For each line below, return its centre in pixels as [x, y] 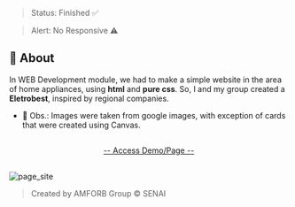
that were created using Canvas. [81, 125]
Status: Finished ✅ [65, 13]
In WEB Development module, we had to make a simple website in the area [145, 80]
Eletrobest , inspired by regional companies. [89, 98]
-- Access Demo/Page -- [149, 150]
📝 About [32, 58]
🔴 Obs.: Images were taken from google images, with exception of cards [154, 115]
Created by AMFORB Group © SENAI [98, 193]
